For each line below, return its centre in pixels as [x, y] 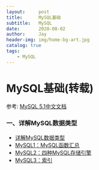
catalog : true [24, 46]
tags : [13, 51]
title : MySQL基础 [34, 17]
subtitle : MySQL [29, 23]
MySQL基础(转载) [50, 88]
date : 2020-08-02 [36, 29]
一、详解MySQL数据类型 [42, 123]
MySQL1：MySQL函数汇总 [47, 145]
